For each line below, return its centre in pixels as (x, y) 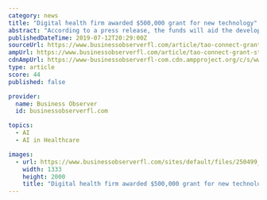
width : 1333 (42, 169)
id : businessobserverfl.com (62, 111)
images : (21, 154)
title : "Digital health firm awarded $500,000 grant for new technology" (133, 23)
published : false (37, 82)
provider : (25, 96)
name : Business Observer (56, 104)
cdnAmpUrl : (26, 60)
